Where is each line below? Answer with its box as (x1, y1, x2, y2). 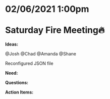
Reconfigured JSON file (5, 60, 54, 66)
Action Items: (5, 89, 34, 95)
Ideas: (5, 41, 18, 47)
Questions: (5, 79, 29, 85)
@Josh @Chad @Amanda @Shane (5, 50, 76, 56)
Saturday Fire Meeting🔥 (5, 25, 105, 36)
